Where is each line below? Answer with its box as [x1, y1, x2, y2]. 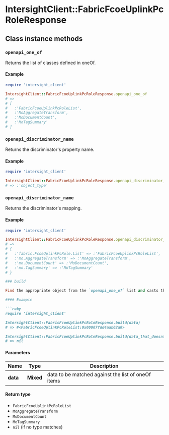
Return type [5, 391, 31, 397]
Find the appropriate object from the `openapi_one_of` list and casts [5, 288, 158, 293]
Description [90, 362, 119, 369]
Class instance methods [5, 34, 83, 43]
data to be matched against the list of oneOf [47, 371, 151, 378]
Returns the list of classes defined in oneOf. [5, 60, 96, 66]
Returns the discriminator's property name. [5, 146, 95, 152]
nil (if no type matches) [12, 424, 63, 430]
